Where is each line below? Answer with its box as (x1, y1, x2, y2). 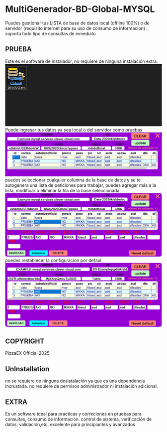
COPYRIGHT (5, 337, 45, 346)
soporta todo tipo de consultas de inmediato (5, 30, 96, 36)
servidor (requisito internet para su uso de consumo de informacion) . (5, 25, 148, 31)
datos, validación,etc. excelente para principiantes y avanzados (5, 422, 135, 428)
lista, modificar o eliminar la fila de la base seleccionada (5, 187, 120, 193)
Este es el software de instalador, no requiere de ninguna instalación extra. (5, 58, 158, 64)
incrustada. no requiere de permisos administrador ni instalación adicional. (5, 383, 158, 389)
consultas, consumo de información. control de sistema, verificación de (5, 416, 152, 422)
